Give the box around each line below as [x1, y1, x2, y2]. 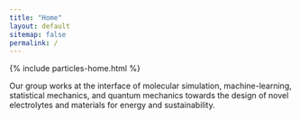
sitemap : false [9, 30, 67, 39]
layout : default [9, 22, 70, 31]
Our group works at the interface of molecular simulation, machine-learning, [9, 80, 293, 91]
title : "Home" [9, 13, 63, 23]
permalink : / [9, 38, 59, 48]
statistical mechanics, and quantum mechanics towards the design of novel [9, 90, 289, 101]
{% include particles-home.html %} [9, 63, 141, 74]
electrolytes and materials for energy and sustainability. [9, 100, 215, 111]
